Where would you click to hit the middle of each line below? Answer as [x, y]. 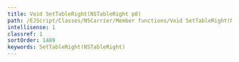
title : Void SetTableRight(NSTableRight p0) [74, 14]
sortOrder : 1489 [31, 41]
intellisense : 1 [31, 27]
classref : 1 [25, 34]
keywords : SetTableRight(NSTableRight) [67, 47]
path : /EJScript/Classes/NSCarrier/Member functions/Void [95, 21]
